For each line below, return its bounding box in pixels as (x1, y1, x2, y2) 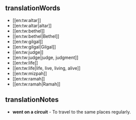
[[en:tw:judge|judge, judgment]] (12, 54, 78, 60)
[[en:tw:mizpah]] (12, 70, 47, 76)
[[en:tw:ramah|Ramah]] (12, 81, 61, 87)
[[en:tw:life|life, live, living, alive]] (12, 65, 81, 71)
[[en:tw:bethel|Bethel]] (12, 33, 59, 39)
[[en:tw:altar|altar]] (12, 22, 52, 28)
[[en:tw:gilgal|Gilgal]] (12, 43, 56, 49)
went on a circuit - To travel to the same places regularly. (12, 108, 131, 114)
